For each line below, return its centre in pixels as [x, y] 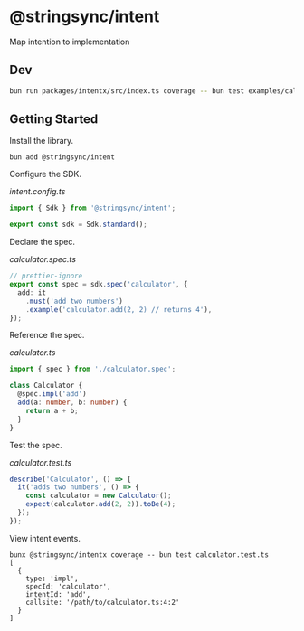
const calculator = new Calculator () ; [99, 496]
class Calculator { [46, 386]
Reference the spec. [47, 335]
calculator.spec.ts [43, 259]
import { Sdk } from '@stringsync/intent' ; [93, 208]
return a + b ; [52, 410]
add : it [32, 292]
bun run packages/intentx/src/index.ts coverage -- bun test [127, 91]
